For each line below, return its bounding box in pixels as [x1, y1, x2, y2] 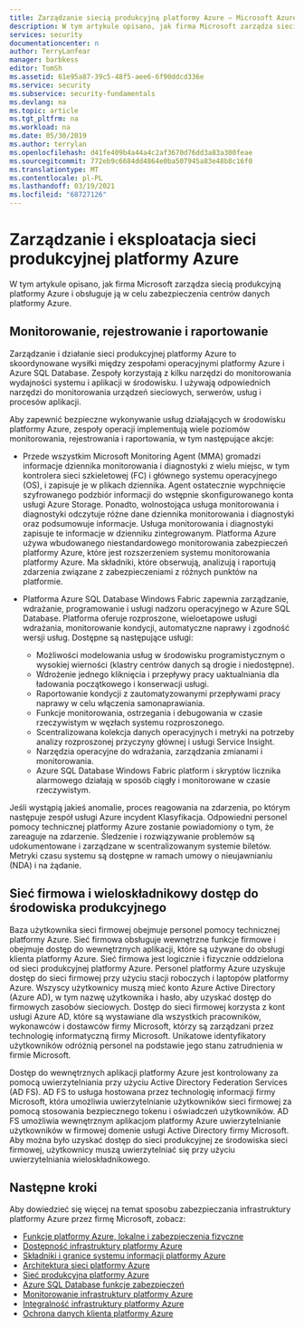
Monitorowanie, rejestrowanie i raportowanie [9, 324, 269, 340]
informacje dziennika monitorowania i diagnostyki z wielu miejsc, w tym [22, 460, 290, 471]
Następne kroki [9, 1179, 98, 1195]
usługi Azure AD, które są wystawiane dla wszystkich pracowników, [9, 1011, 261, 1022]
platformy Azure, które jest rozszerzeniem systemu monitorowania [22, 547, 271, 557]
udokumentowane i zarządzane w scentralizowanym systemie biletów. [9, 840, 271, 851]
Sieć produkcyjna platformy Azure [22, 1270, 149, 1281]
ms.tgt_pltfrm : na [9, 114, 79, 123]
